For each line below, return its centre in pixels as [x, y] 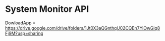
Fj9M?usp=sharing [24, 33]
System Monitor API [47, 9]
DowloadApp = [21, 23]
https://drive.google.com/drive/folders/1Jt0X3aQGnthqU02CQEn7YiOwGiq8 [82, 28]
